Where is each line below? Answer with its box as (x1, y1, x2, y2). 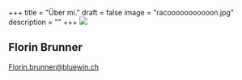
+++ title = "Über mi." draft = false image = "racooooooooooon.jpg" (8, 8, 235, 17)
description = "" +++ (8, 17, 79, 27)
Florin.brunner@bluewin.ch (8, 61, 100, 72)
